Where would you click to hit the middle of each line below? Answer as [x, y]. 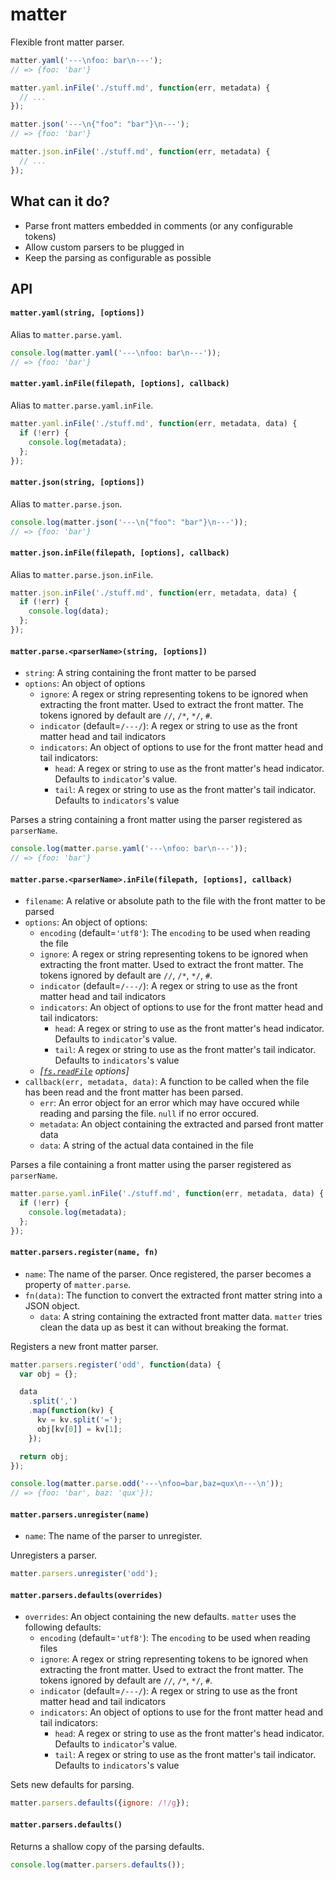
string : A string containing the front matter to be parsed [140, 673]
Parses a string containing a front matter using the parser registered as [156, 820]
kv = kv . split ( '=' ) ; [79, 1420]
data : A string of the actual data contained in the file [146, 1145]
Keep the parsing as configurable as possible [118, 257]
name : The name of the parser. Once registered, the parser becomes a [168, 1274]
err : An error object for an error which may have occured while [169, 1103]
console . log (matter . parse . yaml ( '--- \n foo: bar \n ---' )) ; [129, 849]
